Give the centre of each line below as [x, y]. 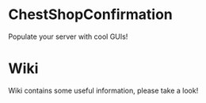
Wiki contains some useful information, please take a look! [103, 90]
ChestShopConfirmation [90, 15]
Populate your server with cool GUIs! [68, 36]
